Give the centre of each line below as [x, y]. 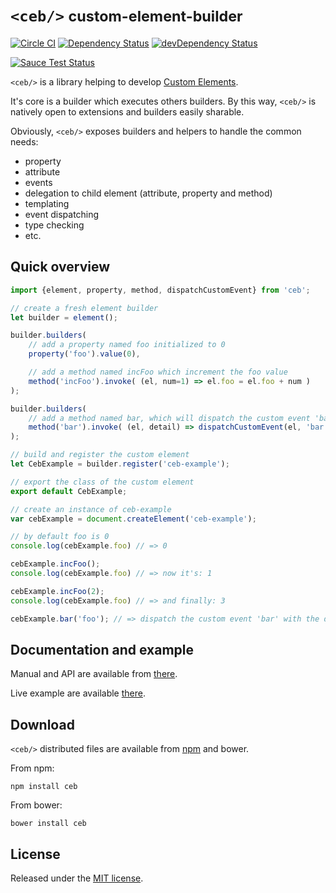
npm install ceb [44, 787]
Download [42, 724]
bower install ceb [48, 824]
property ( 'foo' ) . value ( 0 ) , [84, 354]
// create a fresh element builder [84, 308]
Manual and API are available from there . [94, 674]
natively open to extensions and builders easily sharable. [127, 111]
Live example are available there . [78, 693]
